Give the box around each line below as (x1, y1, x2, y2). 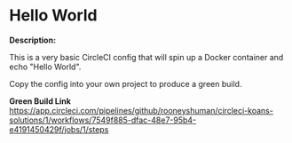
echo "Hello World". (9, 61, 82, 72)
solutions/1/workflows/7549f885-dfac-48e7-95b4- (9, 115, 197, 125)
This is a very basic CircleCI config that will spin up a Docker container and (9, 52, 284, 62)
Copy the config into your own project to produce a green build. (9, 78, 242, 89)
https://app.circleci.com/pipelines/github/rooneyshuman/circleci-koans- (9, 105, 273, 115)
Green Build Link (9, 95, 71, 107)
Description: (9, 35, 56, 45)
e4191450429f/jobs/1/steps (9, 123, 109, 134)
